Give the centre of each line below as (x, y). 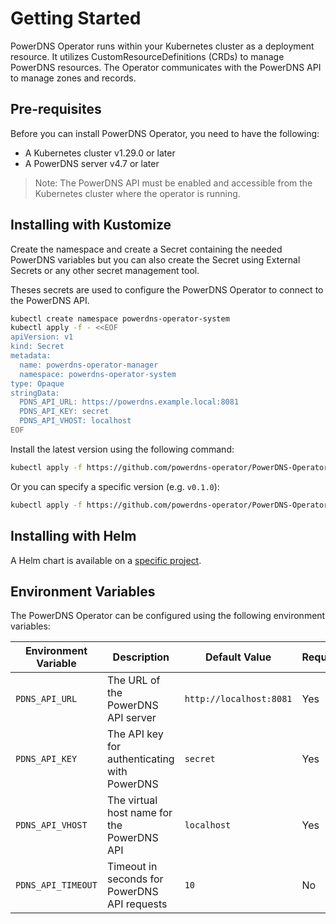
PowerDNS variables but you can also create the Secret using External (155, 259)
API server (131, 718)
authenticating (140, 759)
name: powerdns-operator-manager (89, 365)
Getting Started (76, 18)
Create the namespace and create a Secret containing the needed (146, 249)
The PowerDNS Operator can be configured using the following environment (168, 616)
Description (141, 657)
